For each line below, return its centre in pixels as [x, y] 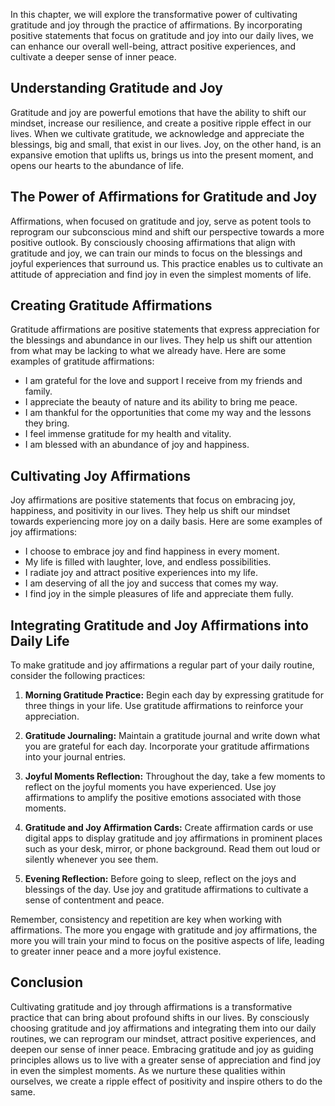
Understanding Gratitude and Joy [116, 88]
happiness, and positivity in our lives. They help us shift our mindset [150, 511]
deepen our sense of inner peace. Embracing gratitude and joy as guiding [162, 1049]
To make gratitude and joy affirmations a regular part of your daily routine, [162, 665]
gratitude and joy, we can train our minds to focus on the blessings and [156, 253]
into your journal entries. [75, 757]
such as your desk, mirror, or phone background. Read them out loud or [172, 849]
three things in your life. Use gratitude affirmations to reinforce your [164, 706]
